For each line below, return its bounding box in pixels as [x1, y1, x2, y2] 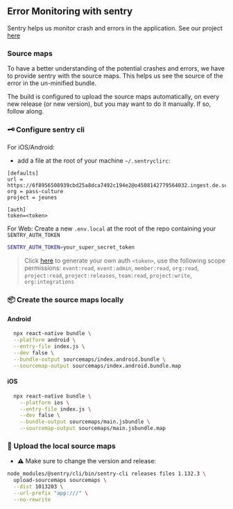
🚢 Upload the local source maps [7, 441, 116, 451]
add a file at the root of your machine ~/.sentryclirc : [17, 157, 171, 165]
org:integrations [24, 278, 75, 286]
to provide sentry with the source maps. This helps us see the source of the [7, 72, 223, 80]
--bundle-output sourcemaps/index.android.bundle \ [13, 356, 166, 363]
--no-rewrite [13, 496, 51, 503]
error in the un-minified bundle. [7, 79, 97, 87]
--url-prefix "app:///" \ [13, 490, 89, 497]
